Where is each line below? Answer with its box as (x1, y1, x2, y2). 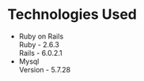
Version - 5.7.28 (18, 64, 71, 74)
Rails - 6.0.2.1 (18, 48, 63, 57)
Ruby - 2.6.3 (18, 39, 60, 49)
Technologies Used (7, 6, 138, 24)
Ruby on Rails (18, 31, 64, 41)
